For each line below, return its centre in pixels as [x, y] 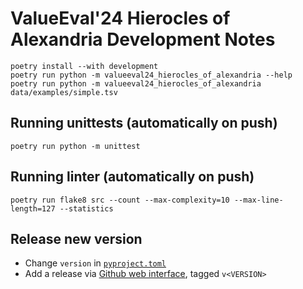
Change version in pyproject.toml [95, 263]
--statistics [86, 208]
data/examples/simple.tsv [64, 92]
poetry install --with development [84, 66]
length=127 [33, 208]
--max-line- [258, 200]
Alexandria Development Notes [143, 39]
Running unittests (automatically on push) [144, 123]
